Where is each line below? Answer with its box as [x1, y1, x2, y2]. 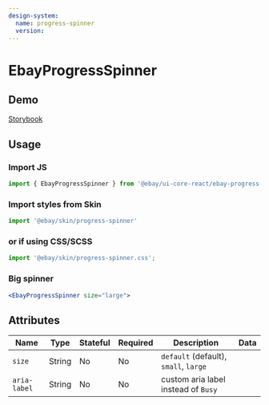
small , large [161, 361, 207, 372]
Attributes [8, 314, 60, 327]
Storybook [8, 114, 43, 124]
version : [15, 26, 45, 34]
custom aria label [161, 374, 226, 385]
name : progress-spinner [15, 19, 94, 27]
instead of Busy [161, 384, 218, 395]
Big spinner [8, 273, 54, 285]
